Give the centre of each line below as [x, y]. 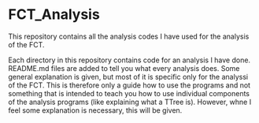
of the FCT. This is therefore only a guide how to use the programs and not [129, 85]
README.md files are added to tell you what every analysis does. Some [124, 68]
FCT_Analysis [54, 15]
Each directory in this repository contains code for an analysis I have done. [129, 60]
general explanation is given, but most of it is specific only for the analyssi [128, 76]
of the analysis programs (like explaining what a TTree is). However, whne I [130, 102]
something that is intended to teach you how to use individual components [129, 93]
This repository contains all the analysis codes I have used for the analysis [129, 36]
